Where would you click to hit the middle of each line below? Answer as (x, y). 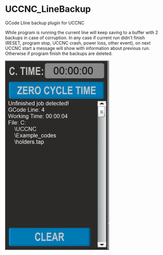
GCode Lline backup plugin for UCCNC (45, 23)
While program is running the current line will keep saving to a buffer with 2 (81, 32)
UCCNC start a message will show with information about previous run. (78, 48)
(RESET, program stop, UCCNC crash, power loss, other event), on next (78, 43)
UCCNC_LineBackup (48, 9)
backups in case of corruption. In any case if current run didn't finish (75, 38)
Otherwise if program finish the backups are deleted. (59, 53)
